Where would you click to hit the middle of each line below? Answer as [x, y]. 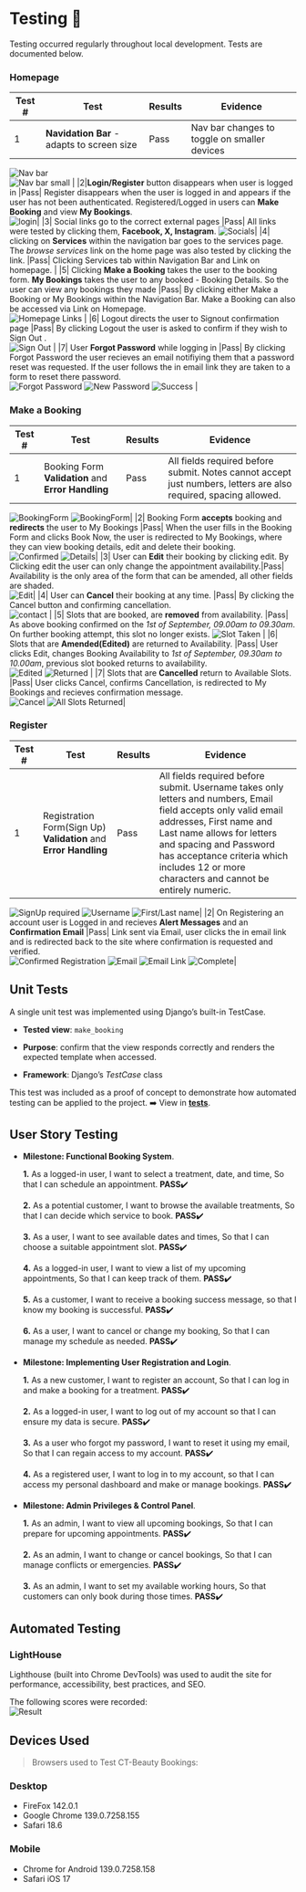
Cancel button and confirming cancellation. [90, 604]
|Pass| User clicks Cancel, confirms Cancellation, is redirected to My [138, 682]
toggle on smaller [228, 139]
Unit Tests [39, 990]
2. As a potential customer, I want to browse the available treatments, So [158, 1205]
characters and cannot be [214, 878]
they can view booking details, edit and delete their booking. [122, 546]
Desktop [29, 1786]
